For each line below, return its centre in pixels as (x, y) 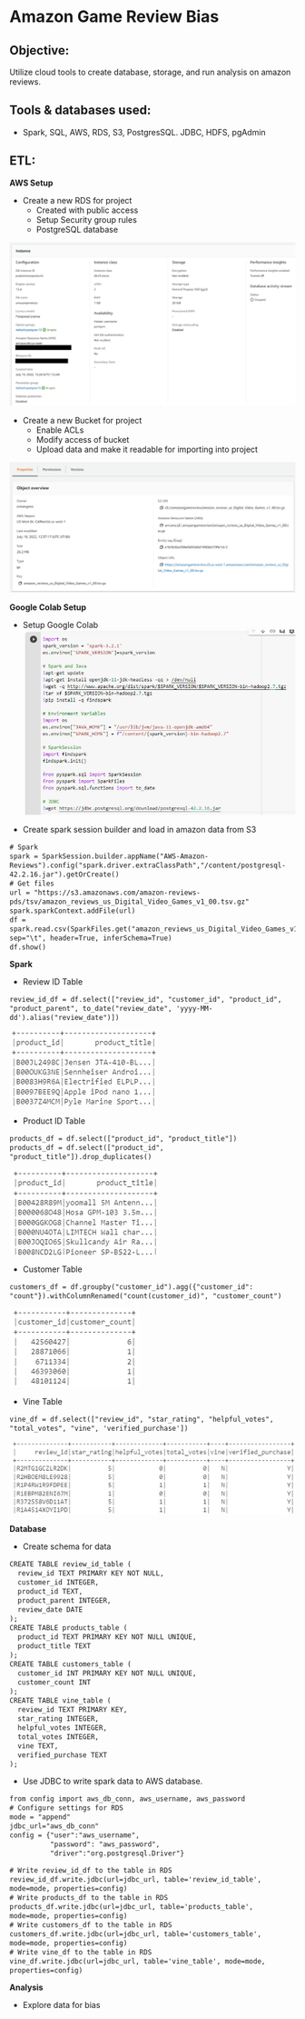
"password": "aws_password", (105, 1844)
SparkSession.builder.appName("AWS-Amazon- (125, 856)
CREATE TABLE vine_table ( (60, 1701)
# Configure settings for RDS (67, 1808)
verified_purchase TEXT (62, 1755)
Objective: (39, 50)
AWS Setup (31, 183)
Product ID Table (54, 1121)
